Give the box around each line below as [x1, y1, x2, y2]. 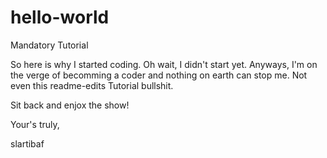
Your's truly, [10, 118, 60, 130]
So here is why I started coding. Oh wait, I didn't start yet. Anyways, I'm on [10, 58, 318, 70]
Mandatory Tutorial [10, 39, 89, 51]
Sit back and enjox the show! [10, 99, 130, 111]
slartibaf [10, 137, 45, 150]
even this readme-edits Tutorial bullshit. [10, 79, 174, 91]
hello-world [10, 6, 110, 29]
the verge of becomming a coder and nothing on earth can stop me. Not [10, 69, 308, 81]
